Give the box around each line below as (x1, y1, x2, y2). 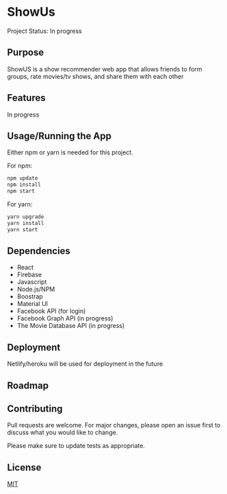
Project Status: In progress (7, 27, 82, 35)
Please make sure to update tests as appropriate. (7, 442, 146, 450)
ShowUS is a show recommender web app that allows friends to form (7, 64, 203, 73)
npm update (7, 175, 38, 182)
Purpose (7, 47, 44, 58)
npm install (7, 181, 41, 189)
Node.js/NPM (16, 285, 55, 294)
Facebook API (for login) (16, 307, 86, 316)
